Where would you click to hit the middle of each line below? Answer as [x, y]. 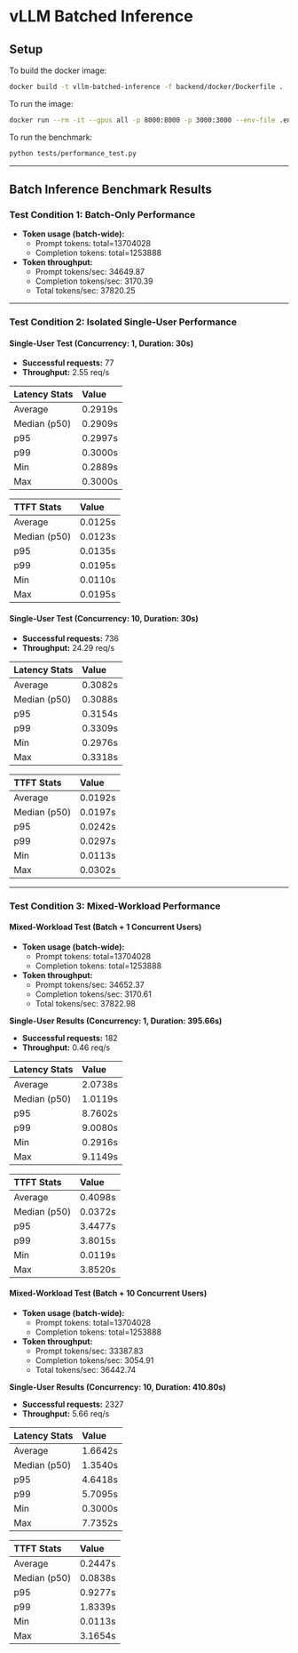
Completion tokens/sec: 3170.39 [94, 281]
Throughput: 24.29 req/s [68, 647]
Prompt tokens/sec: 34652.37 [90, 984]
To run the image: [41, 103]
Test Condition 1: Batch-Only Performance [102, 214]
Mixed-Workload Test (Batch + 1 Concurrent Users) [106, 927]
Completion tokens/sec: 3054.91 [94, 1360]
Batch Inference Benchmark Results [111, 190]
